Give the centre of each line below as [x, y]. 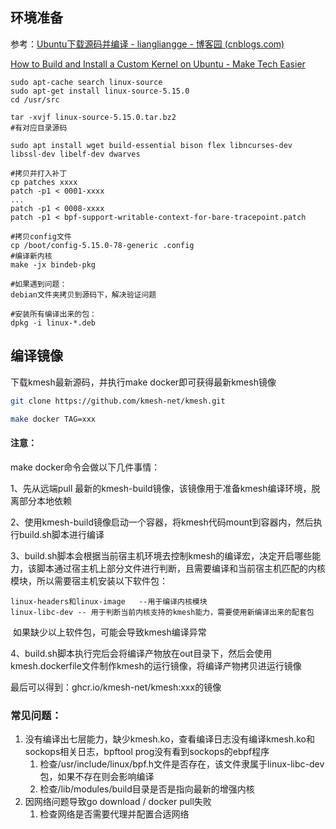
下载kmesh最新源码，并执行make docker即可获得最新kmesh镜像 [143, 382]
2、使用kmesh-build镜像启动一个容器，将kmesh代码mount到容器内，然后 [162, 522]
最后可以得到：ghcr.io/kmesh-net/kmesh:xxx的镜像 [116, 687]
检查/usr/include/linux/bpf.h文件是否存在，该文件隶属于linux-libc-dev [182, 764]
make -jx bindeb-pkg [53, 264]
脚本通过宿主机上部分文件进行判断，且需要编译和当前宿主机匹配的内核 [181, 568]
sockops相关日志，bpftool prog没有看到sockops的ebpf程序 [147, 751]
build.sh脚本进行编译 [61, 534]
